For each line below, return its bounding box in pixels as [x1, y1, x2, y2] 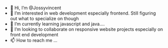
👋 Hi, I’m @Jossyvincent [10, 5, 62, 11]
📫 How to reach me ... [10, 37, 58, 43]
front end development [10, 32, 59, 37]
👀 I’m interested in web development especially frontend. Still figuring [10, 10, 156, 16]
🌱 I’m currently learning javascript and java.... [10, 21, 105, 27]
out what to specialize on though [10, 16, 79, 21]
